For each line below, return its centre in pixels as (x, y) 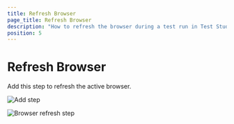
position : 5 (24, 33)
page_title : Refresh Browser (49, 20)
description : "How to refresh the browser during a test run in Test (110, 26)
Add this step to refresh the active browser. (69, 87)
